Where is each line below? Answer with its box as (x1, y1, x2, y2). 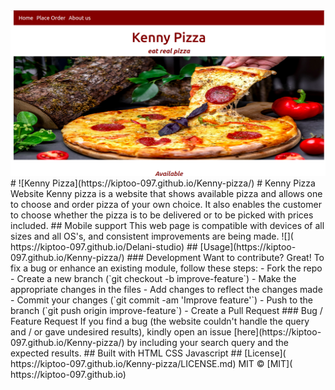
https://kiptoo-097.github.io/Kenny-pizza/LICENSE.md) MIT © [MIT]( (10, 358, 293, 370)
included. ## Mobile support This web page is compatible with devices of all (10, 220, 325, 232)
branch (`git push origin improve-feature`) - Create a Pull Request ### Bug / (10, 305, 323, 317)
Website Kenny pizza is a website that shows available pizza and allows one (10, 188, 323, 200)
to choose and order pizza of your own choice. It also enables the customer (10, 199, 322, 211)
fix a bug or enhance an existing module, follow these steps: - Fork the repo (10, 262, 323, 274)
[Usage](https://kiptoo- (199, 241, 297, 253)
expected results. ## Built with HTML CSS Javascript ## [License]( (10, 347, 287, 359)
